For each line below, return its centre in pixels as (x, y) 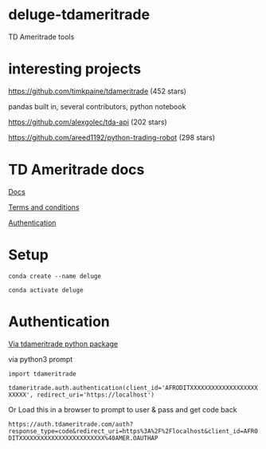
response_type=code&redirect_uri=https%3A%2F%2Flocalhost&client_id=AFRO (133, 431)
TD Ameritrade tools (41, 37)
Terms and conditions (44, 207)
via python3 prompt (41, 359)
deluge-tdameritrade (79, 15)
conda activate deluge (46, 290)
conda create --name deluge (55, 276)
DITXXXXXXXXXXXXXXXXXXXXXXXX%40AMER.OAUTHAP (83, 438)
